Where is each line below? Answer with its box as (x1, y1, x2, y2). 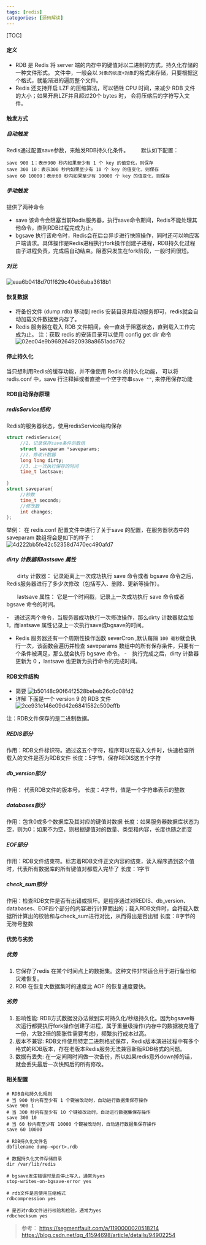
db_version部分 (6, 770, 46, 777)
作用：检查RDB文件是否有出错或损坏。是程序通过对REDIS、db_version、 (6, 897, 189, 905)
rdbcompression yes (6, 1196, 56, 1202)
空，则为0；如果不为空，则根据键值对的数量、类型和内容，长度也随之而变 (6, 825, 193, 833)
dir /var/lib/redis (6, 1161, 56, 1168)
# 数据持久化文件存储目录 (6, 1156, 63, 1162)
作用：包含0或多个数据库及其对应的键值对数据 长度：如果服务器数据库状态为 (6, 818, 199, 825)
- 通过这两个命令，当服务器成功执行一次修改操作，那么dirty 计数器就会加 (6, 614, 194, 621)
